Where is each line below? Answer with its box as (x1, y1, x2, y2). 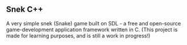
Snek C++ (6, 5, 44, 14)
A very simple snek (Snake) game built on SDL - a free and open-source (6, 20, 181, 27)
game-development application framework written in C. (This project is (6, 26, 178, 33)
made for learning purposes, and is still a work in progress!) (6, 32, 151, 39)
